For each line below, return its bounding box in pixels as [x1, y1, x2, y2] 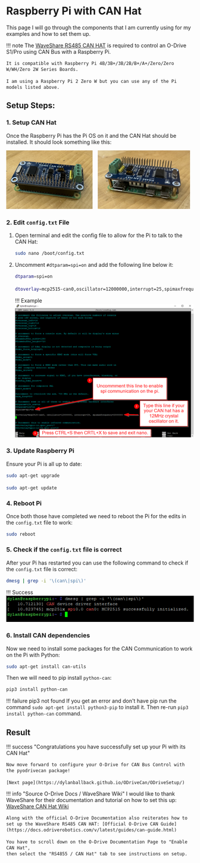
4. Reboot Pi [6, 500, 42, 508]
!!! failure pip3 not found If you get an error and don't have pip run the [6, 697, 177, 705]
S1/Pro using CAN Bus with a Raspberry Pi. [6, 48, 111, 55]
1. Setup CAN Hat [6, 118, 57, 127]
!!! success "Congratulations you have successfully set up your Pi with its [6, 743, 186, 750]
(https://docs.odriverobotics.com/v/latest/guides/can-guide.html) [6, 827, 177, 833]
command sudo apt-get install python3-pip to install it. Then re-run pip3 [6, 704, 189, 711]
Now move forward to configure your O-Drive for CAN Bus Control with [6, 762, 185, 768]
